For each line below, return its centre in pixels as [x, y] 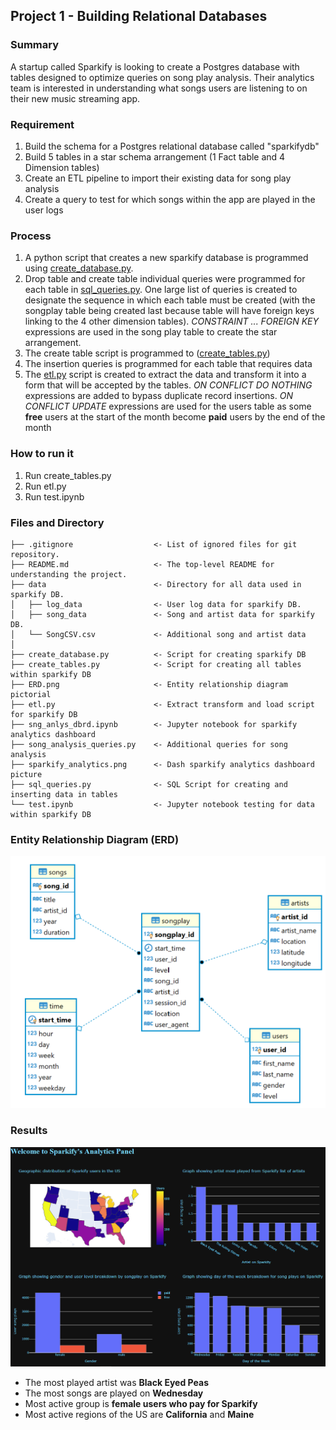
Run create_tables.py [68, 475]
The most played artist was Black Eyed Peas [116, 1382]
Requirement [42, 124]
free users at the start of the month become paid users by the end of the [175, 417]
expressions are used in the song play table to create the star [151, 332]
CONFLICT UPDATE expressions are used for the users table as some [168, 406]
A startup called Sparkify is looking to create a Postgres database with [155, 66]
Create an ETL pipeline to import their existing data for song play [158, 178]
